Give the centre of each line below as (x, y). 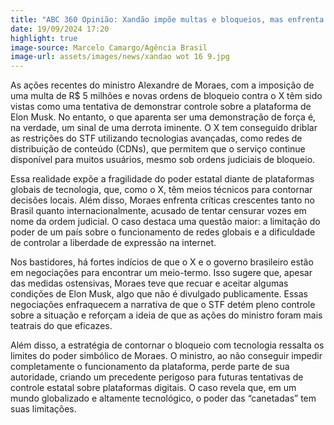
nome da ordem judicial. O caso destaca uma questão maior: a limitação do (165, 222)
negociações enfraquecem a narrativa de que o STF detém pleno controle (163, 305)
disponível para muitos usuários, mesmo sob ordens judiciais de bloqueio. (163, 160)
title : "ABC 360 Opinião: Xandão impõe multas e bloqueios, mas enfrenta (167, 19)
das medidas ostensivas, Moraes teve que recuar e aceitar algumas (149, 283)
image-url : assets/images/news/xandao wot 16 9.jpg (120, 57)
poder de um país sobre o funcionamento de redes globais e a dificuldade (163, 232)
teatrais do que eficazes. (61, 326)
